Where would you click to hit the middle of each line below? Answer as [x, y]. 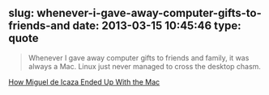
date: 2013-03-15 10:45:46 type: [157, 26]
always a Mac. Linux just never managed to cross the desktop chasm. [145, 66]
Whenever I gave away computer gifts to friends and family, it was [139, 58]
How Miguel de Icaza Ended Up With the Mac [84, 82]
